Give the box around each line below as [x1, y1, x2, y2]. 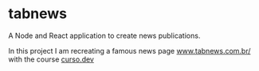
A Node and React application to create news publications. [8, 31, 201, 40]
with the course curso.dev [8, 54, 94, 64]
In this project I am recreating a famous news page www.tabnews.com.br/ [8, 46, 251, 55]
